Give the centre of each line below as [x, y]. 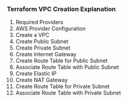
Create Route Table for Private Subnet [63, 86]
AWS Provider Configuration [51, 28]
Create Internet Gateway [46, 54]
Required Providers [39, 22]
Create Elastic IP [36, 74]
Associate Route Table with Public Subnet [67, 67]
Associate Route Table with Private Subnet [68, 93]
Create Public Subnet [42, 42]
